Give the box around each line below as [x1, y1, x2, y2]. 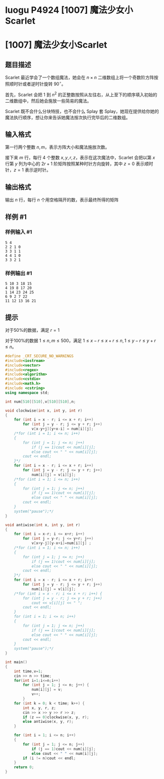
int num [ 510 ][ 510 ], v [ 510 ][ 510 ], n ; [5, 399, 76, 404]
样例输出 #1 [5, 270, 32, 277]
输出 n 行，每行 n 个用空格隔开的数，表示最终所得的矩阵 [5, 197, 119, 203]
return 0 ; [14, 765, 34, 770]
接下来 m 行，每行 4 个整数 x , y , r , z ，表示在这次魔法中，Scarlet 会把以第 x [5, 155, 155, 161]
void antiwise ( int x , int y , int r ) [5, 522, 80, 528]
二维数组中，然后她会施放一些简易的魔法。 [5, 98, 92, 104]
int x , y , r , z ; [23, 706, 56, 710]
